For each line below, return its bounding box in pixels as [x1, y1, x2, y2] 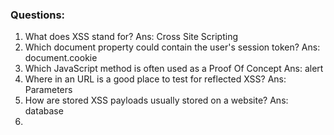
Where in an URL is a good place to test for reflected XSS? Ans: [24, 73, 287, 85]
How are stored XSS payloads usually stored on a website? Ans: [24, 94, 289, 107]
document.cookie [24, 52, 98, 64]
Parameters [24, 84, 73, 96]
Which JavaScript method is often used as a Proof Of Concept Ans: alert [24, 63, 324, 75]
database [24, 105, 64, 117]
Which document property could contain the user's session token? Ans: [24, 41, 321, 53]
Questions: [10, 8, 66, 22]
